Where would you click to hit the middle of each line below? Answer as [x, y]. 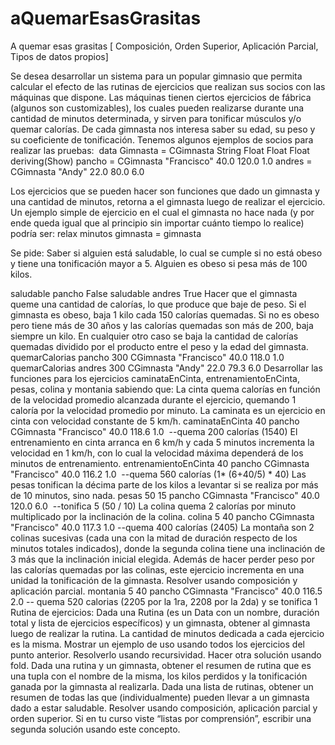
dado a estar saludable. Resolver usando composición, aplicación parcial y [164, 708]
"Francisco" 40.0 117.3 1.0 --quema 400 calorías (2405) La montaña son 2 [162, 527]
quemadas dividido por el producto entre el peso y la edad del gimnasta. [159, 346]
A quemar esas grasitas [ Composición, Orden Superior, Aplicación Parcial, [164, 46]
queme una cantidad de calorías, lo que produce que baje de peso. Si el [158, 304]
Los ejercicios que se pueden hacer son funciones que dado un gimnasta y [165, 191]
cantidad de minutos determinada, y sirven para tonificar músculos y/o [156, 118]
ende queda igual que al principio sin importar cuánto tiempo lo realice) [157, 223]
